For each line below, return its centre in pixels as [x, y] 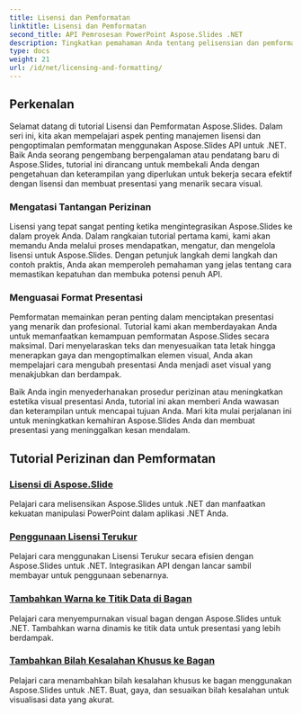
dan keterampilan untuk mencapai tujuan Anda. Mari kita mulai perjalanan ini [151, 411]
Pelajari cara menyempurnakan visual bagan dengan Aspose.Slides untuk [145, 619]
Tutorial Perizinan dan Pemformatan [112, 459]
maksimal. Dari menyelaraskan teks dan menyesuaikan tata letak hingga [142, 346]
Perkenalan [42, 104]
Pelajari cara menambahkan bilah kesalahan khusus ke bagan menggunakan [151, 680]
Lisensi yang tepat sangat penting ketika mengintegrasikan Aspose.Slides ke [151, 226]
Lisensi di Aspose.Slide [62, 484]
